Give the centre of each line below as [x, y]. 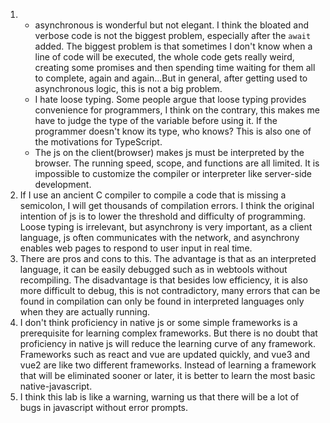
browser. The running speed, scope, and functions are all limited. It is [177, 163]
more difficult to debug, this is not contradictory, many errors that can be [170, 290]
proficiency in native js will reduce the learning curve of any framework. [168, 343]
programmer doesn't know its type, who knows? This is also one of [173, 131]
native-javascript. [56, 386]
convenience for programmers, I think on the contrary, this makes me [177, 110]
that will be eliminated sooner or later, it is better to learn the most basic [167, 375]
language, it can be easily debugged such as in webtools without [153, 269]
